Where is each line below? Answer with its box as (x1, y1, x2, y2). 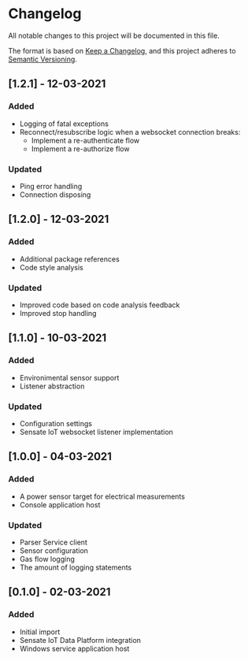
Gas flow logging (19, 554, 75, 563)
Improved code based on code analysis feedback (19, 300, 180, 310)
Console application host (19, 499, 101, 509)
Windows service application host (19, 644, 130, 653)
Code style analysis (19, 262, 84, 272)
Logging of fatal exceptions (19, 119, 109, 128)
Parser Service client (19, 537, 88, 547)
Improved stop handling (19, 308, 97, 318)
